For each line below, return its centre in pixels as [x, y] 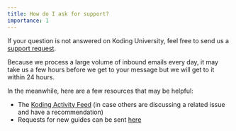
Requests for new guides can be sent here [79, 119]
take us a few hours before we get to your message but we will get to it [111, 69]
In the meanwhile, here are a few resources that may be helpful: [100, 91]
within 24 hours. [31, 77]
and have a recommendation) [61, 112]
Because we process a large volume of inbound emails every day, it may [113, 62]
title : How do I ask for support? [58, 14]
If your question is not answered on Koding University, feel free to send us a [118, 40]
